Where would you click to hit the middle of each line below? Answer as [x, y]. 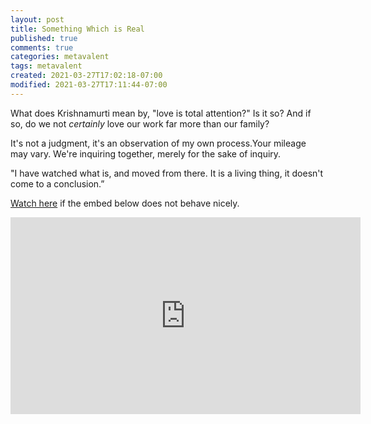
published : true [44, 38]
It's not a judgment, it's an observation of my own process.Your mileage [158, 143]
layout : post [37, 19]
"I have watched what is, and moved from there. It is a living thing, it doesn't [167, 173]
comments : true [42, 47]
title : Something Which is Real [77, 29]
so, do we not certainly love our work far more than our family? [140, 123]
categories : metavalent [60, 57]
